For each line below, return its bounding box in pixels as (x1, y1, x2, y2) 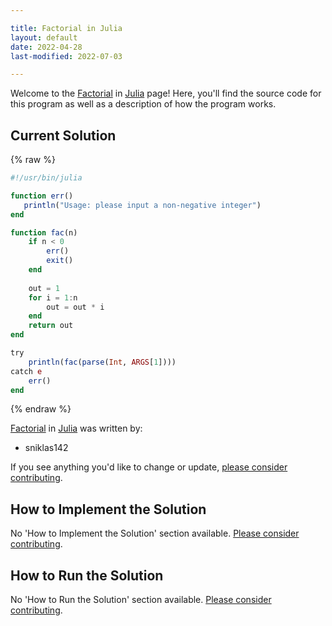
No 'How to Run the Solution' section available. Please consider (10, 594, 272, 606)
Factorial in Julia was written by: (10, 422, 143, 435)
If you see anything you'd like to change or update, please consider (10, 461, 288, 473)
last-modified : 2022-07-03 (10, 51, 123, 61)
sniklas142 (24, 442, 69, 454)
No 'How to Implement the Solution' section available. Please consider (10, 527, 300, 540)
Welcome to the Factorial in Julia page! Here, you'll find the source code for (10, 87, 322, 100)
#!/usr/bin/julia (10, 173, 83, 183)
